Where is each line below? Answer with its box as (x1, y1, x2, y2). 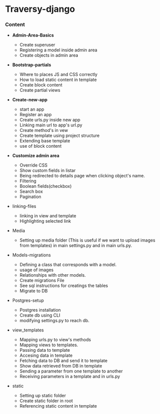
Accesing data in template (19, 352, 73, 359)
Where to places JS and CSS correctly (19, 72, 97, 78)
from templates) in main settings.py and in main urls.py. (19, 243, 132, 248)
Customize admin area (12, 153, 60, 159)
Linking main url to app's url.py (19, 122, 83, 128)
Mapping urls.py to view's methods (19, 337, 91, 343)
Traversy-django (5, 3, 75, 15)
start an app (19, 106, 44, 112)
